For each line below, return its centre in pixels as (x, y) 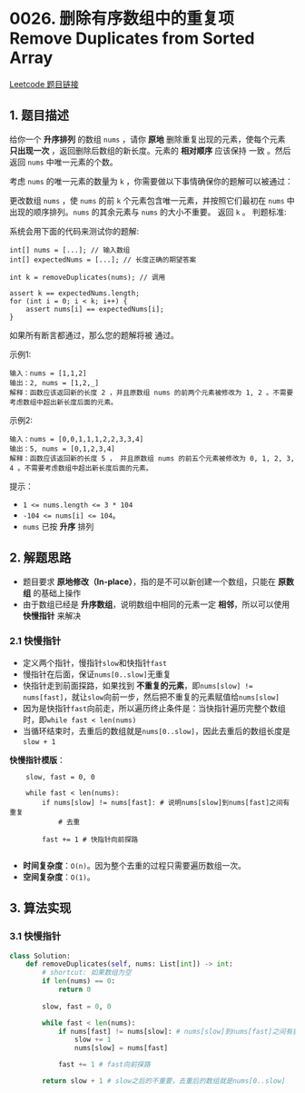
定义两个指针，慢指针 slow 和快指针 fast (95, 662)
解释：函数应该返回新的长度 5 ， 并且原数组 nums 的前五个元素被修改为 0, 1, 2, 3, (152, 458)
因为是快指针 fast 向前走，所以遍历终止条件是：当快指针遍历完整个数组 (154, 708)
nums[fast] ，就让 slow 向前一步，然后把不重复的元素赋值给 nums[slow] (151, 697)
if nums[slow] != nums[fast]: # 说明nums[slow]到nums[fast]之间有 (166, 802)
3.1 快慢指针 (35, 937)
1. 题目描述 (39, 116)
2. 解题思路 (40, 558)
